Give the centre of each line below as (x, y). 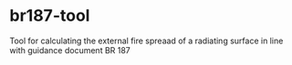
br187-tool (50, 16)
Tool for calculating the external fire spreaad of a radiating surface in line (146, 41)
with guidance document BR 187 (70, 50)
